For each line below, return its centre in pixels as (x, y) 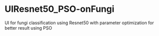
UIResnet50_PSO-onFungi (59, 9)
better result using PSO (28, 28)
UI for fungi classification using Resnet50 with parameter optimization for (79, 23)
